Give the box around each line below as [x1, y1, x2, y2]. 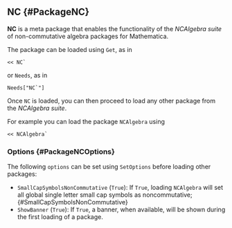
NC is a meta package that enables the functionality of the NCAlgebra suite [7, 24, 222, 33]
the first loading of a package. [17, 213, 104, 221]
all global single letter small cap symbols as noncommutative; [17, 191, 193, 199]
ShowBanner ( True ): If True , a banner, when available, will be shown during [17, 205, 226, 214]
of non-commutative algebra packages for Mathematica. [7, 32, 169, 40]
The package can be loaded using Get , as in [7, 45, 133, 53]
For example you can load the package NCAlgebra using [7, 117, 165, 125]
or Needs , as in [7, 71, 48, 79]
